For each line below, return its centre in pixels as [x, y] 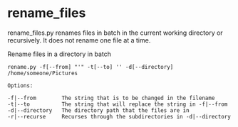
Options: [20, 85]
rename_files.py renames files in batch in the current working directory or [115, 33]
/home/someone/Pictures [43, 73]
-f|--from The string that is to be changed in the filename [111, 98]
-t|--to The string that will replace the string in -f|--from [118, 104]
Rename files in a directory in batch [59, 54]
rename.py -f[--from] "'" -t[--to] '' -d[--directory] [90, 67]
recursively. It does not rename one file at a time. [79, 40]
